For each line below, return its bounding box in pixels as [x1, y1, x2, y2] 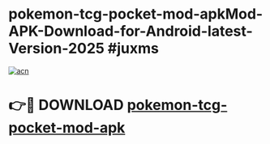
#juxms [107, 40, 160, 57]
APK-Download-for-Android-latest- [8, 22, 253, 40]
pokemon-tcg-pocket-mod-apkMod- [8, 5, 264, 23]
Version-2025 [8, 40, 105, 57]
